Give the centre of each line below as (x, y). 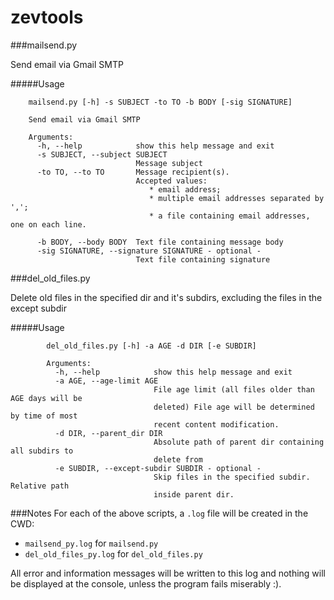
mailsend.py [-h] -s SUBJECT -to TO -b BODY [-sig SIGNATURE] (160, 102)
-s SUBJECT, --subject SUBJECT (102, 154)
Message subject (169, 163)
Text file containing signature (203, 259)
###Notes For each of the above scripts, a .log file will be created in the (159, 513)
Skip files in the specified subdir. (232, 477)
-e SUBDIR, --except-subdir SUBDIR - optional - (158, 468)
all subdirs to (42, 451)
